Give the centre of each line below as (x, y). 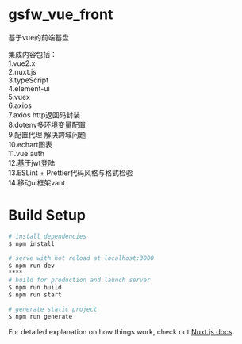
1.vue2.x (22, 63)
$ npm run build (35, 288)
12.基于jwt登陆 (32, 162)
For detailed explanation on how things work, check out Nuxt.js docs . (121, 331)
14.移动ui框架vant (37, 182)
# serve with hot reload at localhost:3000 (81, 258)
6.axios (20, 105)
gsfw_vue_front (61, 15)
